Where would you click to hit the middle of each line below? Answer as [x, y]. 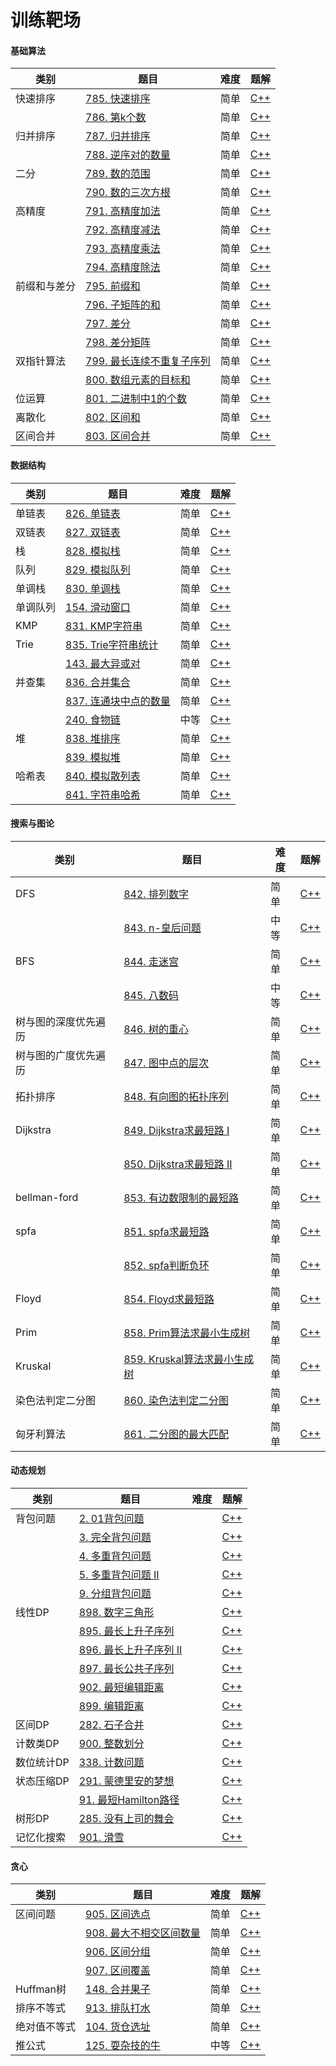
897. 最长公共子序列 [126, 1668]
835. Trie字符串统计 [112, 644]
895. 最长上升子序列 [126, 1631]
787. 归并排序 [118, 136]
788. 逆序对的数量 [128, 155]
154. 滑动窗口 [98, 607]
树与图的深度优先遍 [61, 1021]
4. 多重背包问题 [115, 1556]
